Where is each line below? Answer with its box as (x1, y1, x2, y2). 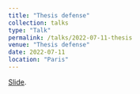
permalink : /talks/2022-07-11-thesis (8, 33, 133, 42)
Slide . (8, 77, 27, 87)
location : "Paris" (8, 56, 69, 64)
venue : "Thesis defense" (8, 41, 90, 49)
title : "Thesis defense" (8, 11, 90, 20)
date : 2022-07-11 (8, 48, 66, 56)
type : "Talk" (8, 26, 51, 34)
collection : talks (8, 19, 69, 27)
